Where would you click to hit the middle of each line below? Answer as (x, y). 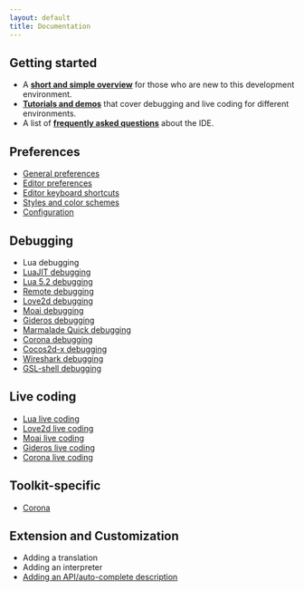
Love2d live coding (58, 428)
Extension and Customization (94, 536)
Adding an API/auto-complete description (100, 577)
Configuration (48, 212)
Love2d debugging (57, 301)
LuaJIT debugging (57, 272)
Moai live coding (53, 438)
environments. (49, 113)
